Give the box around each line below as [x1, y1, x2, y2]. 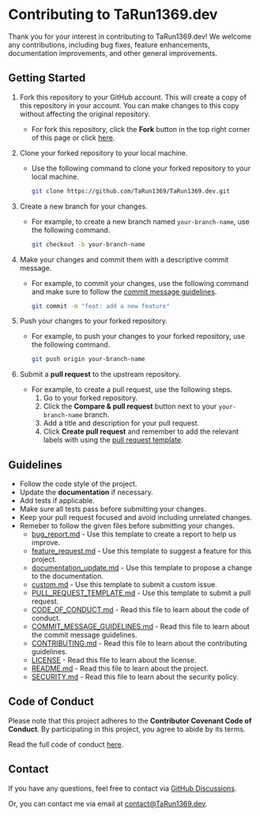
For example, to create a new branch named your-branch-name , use [31, 216, 251, 226]
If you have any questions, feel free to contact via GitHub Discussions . [8, 784, 237, 793]
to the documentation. [31, 571, 104, 581]
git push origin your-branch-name [31, 355, 145, 363]
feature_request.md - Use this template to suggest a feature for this [31, 547, 251, 556]
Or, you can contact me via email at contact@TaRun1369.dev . [8, 799, 208, 808]
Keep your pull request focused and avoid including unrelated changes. [19, 513, 253, 522]
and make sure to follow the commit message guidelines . [31, 287, 217, 296]
